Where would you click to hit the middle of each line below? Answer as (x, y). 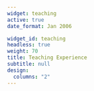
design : (18, 70)
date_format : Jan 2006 (39, 26)
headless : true (29, 45)
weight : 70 (23, 51)
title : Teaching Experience (47, 58)
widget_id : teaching (37, 38)
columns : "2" (32, 77)
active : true (26, 20)
